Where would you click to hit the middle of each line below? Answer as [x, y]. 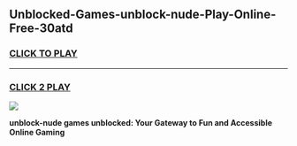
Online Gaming [37, 132]
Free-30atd [41, 29]
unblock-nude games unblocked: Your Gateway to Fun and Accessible [141, 122]
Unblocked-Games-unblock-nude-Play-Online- [143, 15]
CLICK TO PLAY [43, 54]
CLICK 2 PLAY [40, 87]
